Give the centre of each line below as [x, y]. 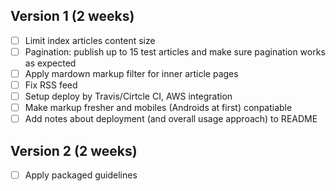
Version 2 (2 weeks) [74, 150]
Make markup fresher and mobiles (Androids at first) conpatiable [158, 108]
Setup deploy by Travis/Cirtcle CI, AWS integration [128, 96]
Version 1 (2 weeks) [72, 16]
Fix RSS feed [51, 85]
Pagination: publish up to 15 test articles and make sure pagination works [175, 51]
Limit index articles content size [90, 40]
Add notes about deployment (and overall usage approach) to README [171, 119]
